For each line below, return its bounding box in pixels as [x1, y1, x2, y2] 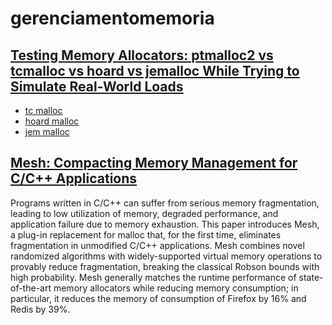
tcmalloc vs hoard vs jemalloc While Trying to [10, 62, 300, 79]
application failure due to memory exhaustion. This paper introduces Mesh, [10, 218, 320, 230]
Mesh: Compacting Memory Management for [10, 155, 298, 172]
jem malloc [24, 126, 70, 137]
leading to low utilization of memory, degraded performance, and [10, 207, 279, 219]
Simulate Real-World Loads [10, 78, 184, 95]
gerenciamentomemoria [10, 7, 215, 30]
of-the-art [10, 282, 52, 294]
